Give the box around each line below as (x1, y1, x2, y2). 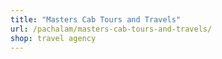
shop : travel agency (10, 33, 97, 43)
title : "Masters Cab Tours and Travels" (10, 14, 182, 25)
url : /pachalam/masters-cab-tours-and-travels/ (10, 24, 213, 34)
